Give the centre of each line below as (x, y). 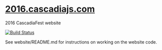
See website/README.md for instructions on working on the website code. (81, 42)
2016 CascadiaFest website (33, 23)
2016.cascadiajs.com (50, 9)
